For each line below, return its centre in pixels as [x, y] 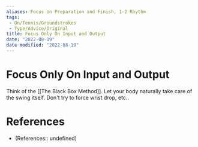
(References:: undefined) [46, 138]
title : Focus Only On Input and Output [56, 34]
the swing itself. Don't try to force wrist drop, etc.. [67, 97]
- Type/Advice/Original [38, 28]
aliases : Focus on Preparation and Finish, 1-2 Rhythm [76, 12]
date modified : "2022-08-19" [43, 45]
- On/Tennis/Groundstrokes [43, 23]
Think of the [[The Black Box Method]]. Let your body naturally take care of [99, 91]
